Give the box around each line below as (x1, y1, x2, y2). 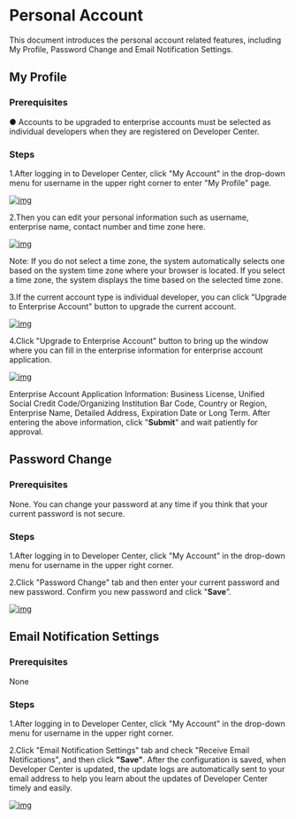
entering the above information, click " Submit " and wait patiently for (9, 417, 258, 427)
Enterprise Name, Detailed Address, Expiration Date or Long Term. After (9, 407, 271, 417)
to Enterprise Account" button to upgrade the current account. (9, 300, 237, 311)
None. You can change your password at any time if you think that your (9, 498, 268, 510)
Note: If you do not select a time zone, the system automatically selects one (9, 255, 285, 266)
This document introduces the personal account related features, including (9, 35, 282, 45)
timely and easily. (9, 782, 72, 793)
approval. (9, 426, 44, 437)
